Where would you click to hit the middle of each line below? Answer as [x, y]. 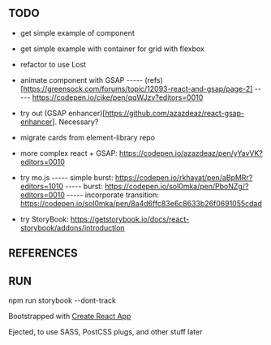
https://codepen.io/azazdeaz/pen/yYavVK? [191, 153]
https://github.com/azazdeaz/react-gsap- [175, 113]
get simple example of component [77, 32]
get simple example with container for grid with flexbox [112, 49]
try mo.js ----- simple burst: [67, 177]
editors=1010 [41, 186]
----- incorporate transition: [113, 195]
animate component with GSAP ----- [82, 80]
